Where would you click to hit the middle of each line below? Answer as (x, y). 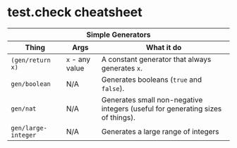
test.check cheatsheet (75, 12)
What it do (164, 47)
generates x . (122, 68)
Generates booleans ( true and (152, 80)
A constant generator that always (156, 59)
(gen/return (31, 60)
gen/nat (24, 109)
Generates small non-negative (152, 99)
